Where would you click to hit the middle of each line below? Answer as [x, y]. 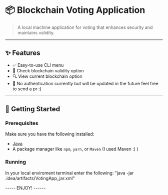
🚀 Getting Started [33, 109]
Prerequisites [22, 123]
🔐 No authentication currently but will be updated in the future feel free [85, 83]
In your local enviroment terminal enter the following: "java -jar [69, 173]
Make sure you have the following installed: [50, 134]
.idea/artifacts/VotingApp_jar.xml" [40, 178]
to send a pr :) [27, 89]
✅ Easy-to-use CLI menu [38, 65]
